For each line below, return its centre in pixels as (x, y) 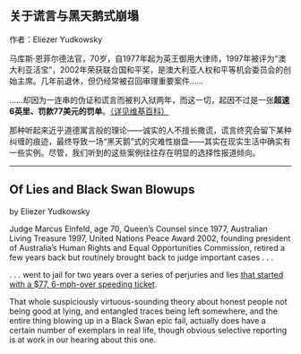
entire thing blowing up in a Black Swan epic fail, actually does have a (138, 320)
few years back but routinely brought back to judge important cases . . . (142, 257)
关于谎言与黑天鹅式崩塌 (74, 16)
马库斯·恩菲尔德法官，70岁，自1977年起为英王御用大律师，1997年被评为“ (144, 58)
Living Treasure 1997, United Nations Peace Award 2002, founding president (150, 238)
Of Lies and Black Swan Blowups (102, 190)
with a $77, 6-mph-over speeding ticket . (83, 284)
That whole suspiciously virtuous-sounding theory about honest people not (149, 301)
